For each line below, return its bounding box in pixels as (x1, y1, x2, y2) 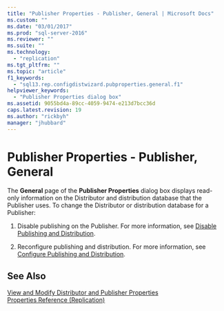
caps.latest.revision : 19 (7, 106, 81, 113)
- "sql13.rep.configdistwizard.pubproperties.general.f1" (13, 81, 184, 88)
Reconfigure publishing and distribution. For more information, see (17, 243, 206, 251)
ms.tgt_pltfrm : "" (7, 62, 60, 68)
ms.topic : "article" (7, 68, 67, 75)
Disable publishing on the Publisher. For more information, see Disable (17, 222, 217, 230)
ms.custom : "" (7, 17, 48, 23)
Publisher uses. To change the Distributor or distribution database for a (7, 201, 209, 209)
